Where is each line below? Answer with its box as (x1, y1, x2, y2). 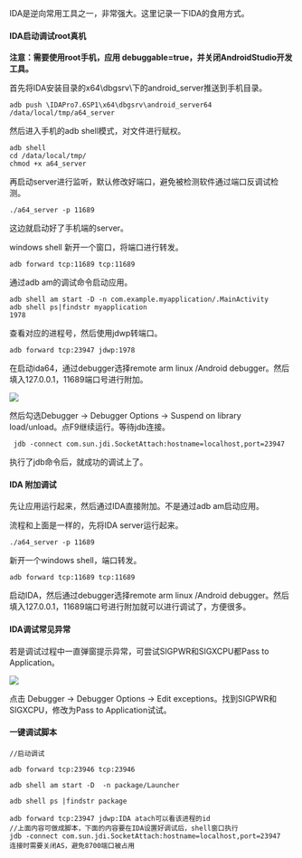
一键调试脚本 (9, 727, 57, 738)
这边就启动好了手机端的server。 (9, 222, 129, 233)
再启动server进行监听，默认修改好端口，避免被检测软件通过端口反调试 (9, 176, 271, 187)
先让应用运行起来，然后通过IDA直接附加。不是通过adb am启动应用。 (9, 501, 265, 512)
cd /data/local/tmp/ (9, 152, 88, 161)
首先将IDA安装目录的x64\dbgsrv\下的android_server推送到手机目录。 (9, 82, 268, 93)
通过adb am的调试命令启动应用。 (9, 277, 133, 288)
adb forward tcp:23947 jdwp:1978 (9, 346, 136, 355)
